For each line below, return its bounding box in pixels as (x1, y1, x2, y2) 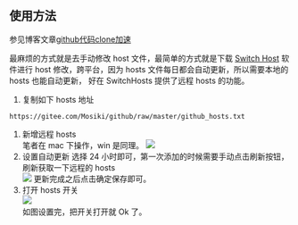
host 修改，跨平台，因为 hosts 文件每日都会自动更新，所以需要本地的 (34, 63, 289, 74)
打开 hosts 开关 (21, 184, 79, 195)
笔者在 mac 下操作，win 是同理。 (21, 139, 145, 150)
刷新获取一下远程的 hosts (21, 162, 116, 172)
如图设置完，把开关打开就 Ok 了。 (21, 206, 147, 217)
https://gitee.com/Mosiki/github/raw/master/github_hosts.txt (9, 112, 245, 121)
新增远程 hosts (21, 129, 77, 139)
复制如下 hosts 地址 (21, 94, 95, 104)
